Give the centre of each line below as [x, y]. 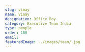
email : [12, 38]
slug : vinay [17, 10]
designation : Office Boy [30, 19]
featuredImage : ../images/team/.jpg [42, 42]
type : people [18, 28]
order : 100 [16, 33]
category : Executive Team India [38, 24]
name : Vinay [17, 14]
